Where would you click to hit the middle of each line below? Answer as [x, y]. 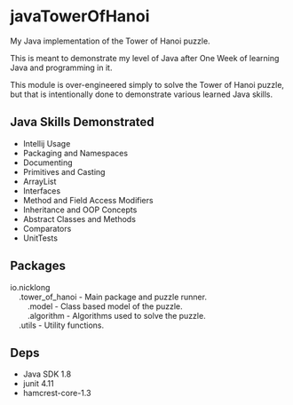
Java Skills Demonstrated [82, 122]
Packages [38, 266]
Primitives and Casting [64, 171]
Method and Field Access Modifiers [88, 200]
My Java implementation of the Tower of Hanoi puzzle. [111, 41]
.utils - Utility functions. [61, 325]
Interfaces [42, 191]
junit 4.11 [38, 384]
